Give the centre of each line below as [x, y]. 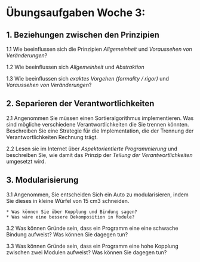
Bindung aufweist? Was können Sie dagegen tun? [67, 234]
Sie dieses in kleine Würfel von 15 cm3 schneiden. [68, 201]
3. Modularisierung [42, 180]
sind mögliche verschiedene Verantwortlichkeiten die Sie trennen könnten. [98, 124]
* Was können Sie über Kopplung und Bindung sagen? [72, 212]
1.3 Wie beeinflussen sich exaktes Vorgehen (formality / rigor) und [87, 78]
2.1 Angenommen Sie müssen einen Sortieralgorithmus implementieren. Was [100, 118]
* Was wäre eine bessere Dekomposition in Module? [70, 217]
